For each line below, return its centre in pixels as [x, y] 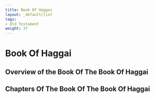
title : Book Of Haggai [29, 10]
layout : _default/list [29, 15]
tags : [11, 19]
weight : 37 [16, 29]
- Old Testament [22, 24]
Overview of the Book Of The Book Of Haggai [77, 72]
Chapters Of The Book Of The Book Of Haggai [77, 89]
